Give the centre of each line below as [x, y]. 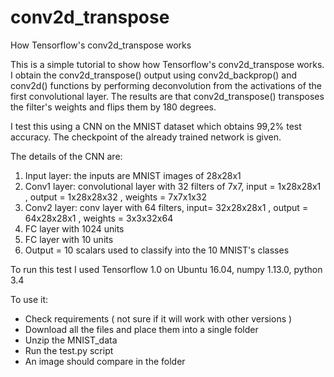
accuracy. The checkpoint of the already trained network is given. [146, 137]
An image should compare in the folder [105, 361]
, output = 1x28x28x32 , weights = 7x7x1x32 [115, 197]
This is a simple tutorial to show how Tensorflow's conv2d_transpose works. [167, 64]
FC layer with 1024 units [74, 228]
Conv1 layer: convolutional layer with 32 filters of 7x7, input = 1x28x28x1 [173, 186]
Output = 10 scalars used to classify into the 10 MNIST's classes [157, 250]
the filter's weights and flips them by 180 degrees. [113, 107]
